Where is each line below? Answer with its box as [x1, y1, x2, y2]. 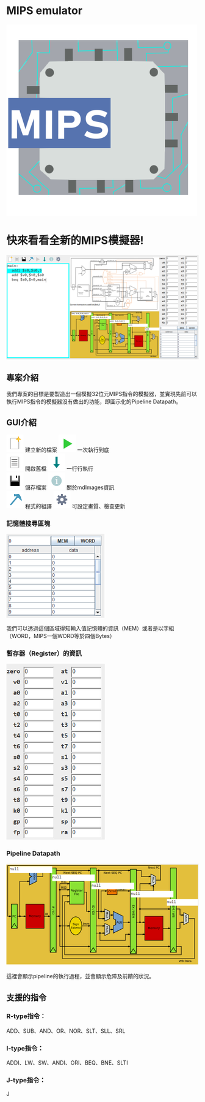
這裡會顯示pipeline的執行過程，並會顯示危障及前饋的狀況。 [6, 973, 154, 980]
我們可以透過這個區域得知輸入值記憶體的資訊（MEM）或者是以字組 [6, 625, 174, 632]
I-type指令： [6, 1044, 44, 1052]
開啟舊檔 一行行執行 [24, 465, 93, 472]
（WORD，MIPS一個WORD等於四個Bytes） [6, 632, 115, 639]
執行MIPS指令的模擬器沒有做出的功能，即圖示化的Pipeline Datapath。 [6, 398, 182, 405]
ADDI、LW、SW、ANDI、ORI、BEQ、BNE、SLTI [6, 1059, 128, 1066]
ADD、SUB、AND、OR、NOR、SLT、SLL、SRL [6, 1027, 126, 1035]
